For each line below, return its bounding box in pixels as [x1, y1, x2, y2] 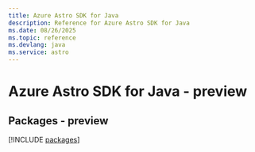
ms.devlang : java [8, 41, 66, 49]
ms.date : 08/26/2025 [8, 26, 77, 34]
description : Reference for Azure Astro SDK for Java [8, 19, 191, 27]
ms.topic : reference [8, 33, 77, 42]
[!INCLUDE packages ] [8, 135, 80, 144]
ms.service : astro [8, 48, 69, 56]
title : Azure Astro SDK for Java [8, 11, 119, 20]
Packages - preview [8, 114, 109, 127]
